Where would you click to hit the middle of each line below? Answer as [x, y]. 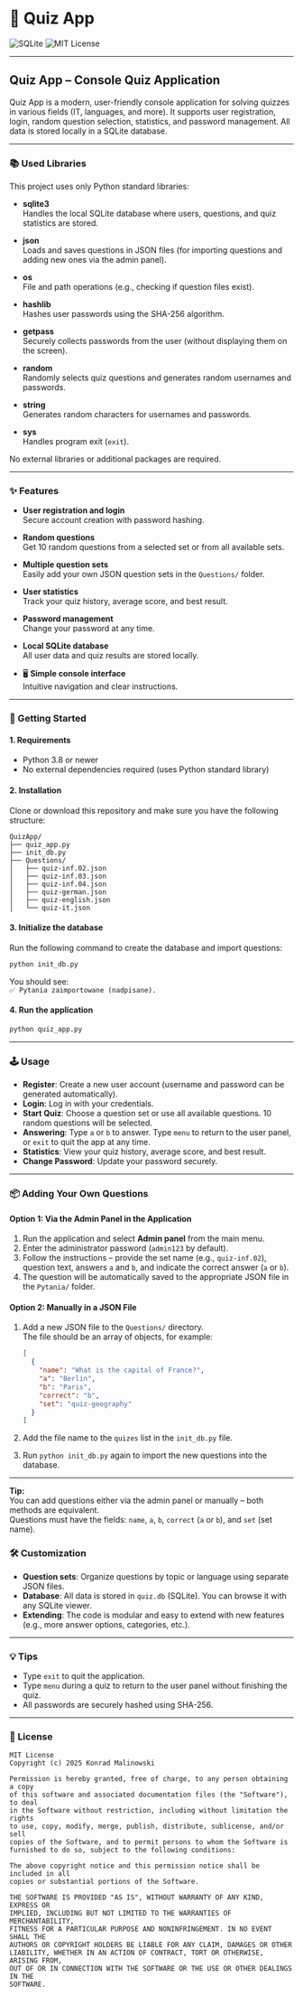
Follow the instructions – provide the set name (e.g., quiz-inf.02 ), [145, 1258]
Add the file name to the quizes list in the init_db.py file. [127, 1438]
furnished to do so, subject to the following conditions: [123, 1851]
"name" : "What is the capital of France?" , [122, 1371]
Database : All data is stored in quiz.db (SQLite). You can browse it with [154, 1595]
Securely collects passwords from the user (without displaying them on [155, 341]
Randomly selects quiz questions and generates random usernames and [156, 378]
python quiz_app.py [46, 1029]
